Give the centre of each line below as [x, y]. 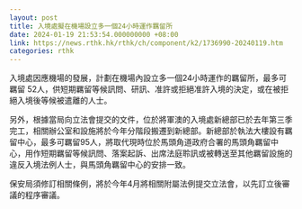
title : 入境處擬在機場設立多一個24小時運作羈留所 [91, 26]
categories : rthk [42, 51]
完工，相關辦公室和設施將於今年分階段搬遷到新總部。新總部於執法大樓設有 [147, 131]
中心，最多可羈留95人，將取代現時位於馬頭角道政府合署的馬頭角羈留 [144, 142]
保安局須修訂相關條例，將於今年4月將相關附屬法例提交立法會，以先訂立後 [146, 184]
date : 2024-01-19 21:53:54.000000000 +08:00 [94, 34]
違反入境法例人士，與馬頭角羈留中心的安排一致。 [100, 165]
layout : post [34, 18]
